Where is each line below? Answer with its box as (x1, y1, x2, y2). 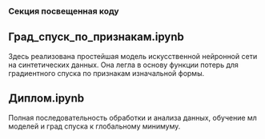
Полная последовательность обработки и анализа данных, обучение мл (8, 113, 258, 122)
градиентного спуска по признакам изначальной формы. (8, 68, 205, 77)
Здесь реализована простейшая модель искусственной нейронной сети (8, 51, 258, 61)
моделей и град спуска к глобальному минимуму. (8, 121, 181, 131)
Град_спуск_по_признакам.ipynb (8, 30, 184, 44)
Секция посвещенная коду (8, 6, 119, 17)
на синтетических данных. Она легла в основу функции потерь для (8, 60, 239, 69)
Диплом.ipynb (8, 92, 85, 105)
